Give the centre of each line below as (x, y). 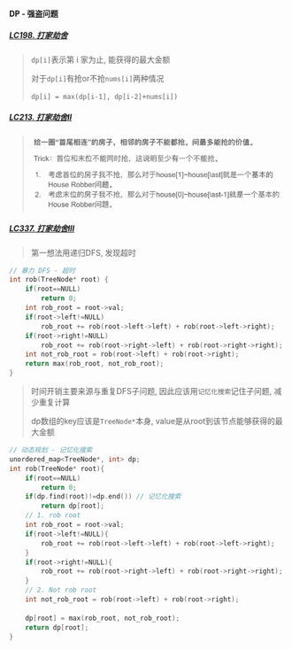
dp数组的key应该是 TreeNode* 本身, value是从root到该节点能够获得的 (153, 421)
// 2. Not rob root (61, 590)
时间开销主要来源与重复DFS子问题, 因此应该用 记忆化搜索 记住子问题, (151, 391)
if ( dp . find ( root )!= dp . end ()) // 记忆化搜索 (103, 497)
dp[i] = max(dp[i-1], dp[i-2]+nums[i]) (104, 97)
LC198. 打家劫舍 (38, 35)
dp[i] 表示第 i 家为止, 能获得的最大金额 (100, 59)
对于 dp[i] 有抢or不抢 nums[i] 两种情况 (97, 78)
